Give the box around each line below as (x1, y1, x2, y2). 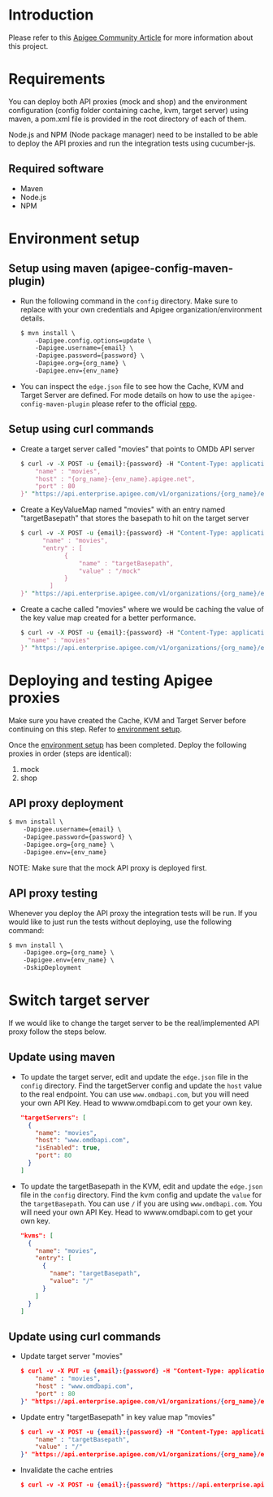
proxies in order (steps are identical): (8, 748, 132, 758)
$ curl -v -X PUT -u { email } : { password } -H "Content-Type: (19, 1367, 225, 1376)
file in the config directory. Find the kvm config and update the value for (19, 1189, 262, 1199)
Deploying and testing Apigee (8, 671, 214, 689)
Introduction (8, 6, 94, 24)
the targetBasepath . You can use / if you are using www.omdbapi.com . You (19, 1198, 262, 1208)
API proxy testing (8, 887, 98, 901)
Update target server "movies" (19, 1351, 123, 1361)
